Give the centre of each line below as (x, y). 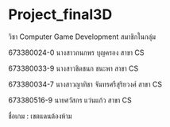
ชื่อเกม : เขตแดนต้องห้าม (40, 116)
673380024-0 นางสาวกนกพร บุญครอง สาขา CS (76, 52)
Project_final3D (60, 15)
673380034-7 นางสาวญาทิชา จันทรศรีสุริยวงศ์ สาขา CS (85, 84)
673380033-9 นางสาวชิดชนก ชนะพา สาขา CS (73, 68)
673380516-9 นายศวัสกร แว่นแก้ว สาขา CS (70, 100)
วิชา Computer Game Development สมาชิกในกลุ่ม (82, 37)
